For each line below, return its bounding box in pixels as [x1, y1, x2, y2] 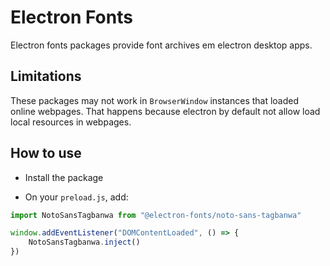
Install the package [24, 171, 104, 183]
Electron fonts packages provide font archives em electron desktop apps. [10, 39, 313, 51]
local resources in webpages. [10, 116, 132, 128]
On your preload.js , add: [24, 191, 129, 203]
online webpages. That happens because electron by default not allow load [10, 105, 321, 117]
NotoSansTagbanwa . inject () [28, 237, 141, 248]
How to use [10, 145, 82, 162]
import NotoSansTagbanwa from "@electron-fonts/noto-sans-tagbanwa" [10, 210, 302, 220]
